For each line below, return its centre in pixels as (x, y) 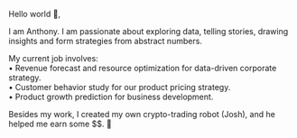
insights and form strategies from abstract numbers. (105, 41)
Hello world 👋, (34, 14)
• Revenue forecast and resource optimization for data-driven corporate (143, 68)
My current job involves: (53, 58)
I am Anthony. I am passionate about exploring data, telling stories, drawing (148, 31)
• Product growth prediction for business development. (111, 97)
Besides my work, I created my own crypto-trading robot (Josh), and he (142, 114)
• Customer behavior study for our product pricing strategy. (120, 87)
